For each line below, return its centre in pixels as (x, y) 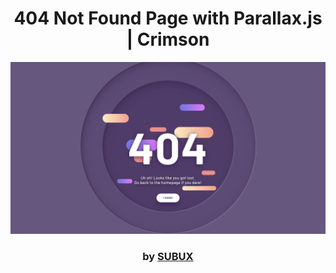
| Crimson (168, 39)
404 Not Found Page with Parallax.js (168, 18)
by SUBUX (168, 256)
